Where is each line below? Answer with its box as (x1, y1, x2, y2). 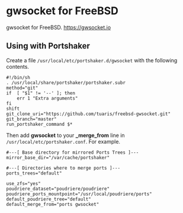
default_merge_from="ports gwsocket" (6, 201, 99, 207)
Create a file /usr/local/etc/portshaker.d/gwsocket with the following (6, 56, 178, 63)
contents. (6, 63, 30, 70)
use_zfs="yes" (6, 180, 41, 186)
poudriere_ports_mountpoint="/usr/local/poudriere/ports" (6, 191, 152, 197)
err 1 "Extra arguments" (17, 95, 78, 101)
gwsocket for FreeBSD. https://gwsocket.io (6, 24, 111, 31)
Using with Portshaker (6, 41, 91, 51)
